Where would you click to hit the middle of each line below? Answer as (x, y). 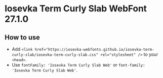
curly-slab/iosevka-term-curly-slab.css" (55, 55)
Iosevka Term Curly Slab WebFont (76, 9)
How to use (22, 37)
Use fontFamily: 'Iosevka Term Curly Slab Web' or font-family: (78, 65)
